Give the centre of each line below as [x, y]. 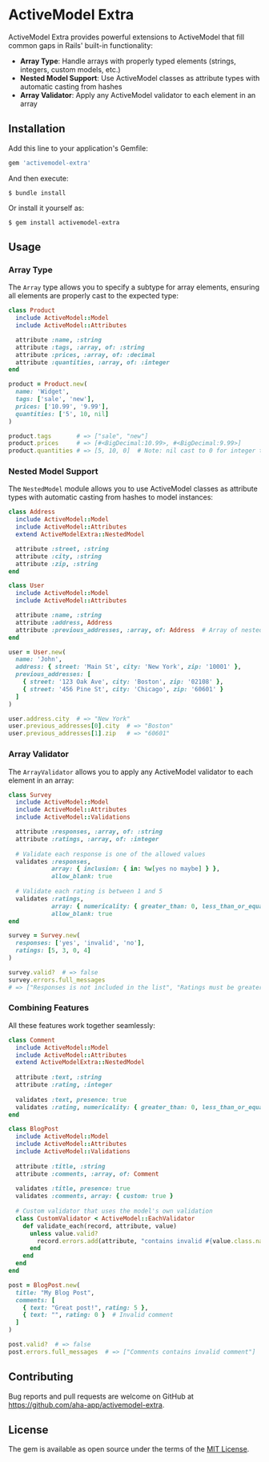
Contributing [41, 1377]
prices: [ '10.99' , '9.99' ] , [62, 407]
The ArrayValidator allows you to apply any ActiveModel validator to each [131, 771]
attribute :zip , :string [57, 564]
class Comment [32, 1040]
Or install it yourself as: [46, 208]
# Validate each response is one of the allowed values [110, 854]
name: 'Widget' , [42, 392]
